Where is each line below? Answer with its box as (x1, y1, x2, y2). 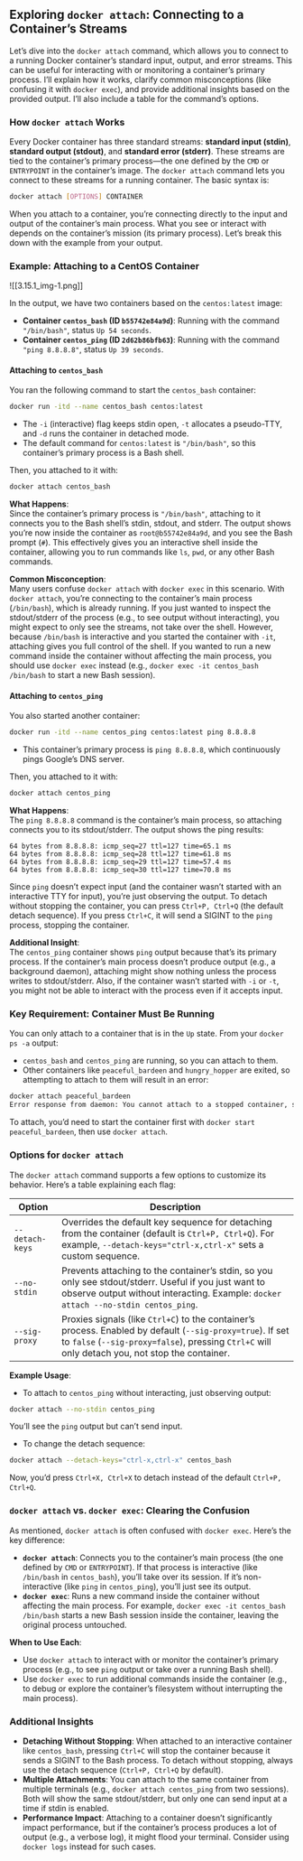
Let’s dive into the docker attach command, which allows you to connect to (9, 45, 289, 56)
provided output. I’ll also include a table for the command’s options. (9, 93, 260, 104)
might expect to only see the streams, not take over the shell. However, (9, 622, 273, 633)
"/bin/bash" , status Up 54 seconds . (22, 325, 151, 336)
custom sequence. (61, 1250, 141, 1262)
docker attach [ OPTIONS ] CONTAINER (9, 192, 143, 201)
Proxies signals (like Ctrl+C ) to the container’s (61, 1313, 255, 1326)
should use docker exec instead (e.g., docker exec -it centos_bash (9, 660, 259, 671)
